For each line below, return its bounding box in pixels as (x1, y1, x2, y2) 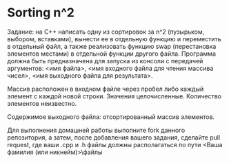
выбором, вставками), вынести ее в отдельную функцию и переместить (7, 34, 222, 43)
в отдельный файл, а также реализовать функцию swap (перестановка (7, 42, 217, 50)
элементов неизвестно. (7, 99, 77, 107)
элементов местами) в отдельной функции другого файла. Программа (7, 50, 216, 58)
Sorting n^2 (7, 5, 74, 21)
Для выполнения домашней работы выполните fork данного (7, 126, 186, 134)
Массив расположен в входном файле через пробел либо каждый (7, 85, 204, 93)
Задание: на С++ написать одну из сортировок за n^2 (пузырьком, (7, 28, 205, 36)
